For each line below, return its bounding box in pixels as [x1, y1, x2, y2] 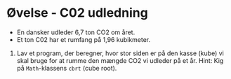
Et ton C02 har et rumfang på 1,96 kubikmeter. [16, 35, 151, 43]
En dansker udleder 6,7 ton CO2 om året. [16, 28, 136, 36]
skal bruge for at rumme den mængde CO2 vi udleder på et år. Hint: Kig [16, 56, 224, 64]
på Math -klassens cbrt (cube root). [16, 64, 117, 72]
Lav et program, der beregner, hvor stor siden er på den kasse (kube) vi [16, 49, 224, 57]
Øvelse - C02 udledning [6, 5, 148, 21]
